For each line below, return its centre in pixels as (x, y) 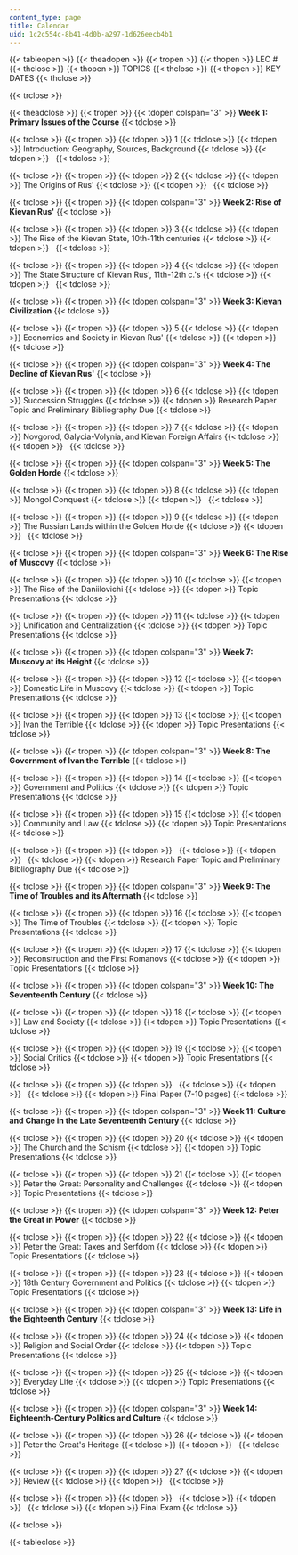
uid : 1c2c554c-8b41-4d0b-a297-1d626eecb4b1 (91, 34)
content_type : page (45, 17)
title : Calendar (39, 26)
